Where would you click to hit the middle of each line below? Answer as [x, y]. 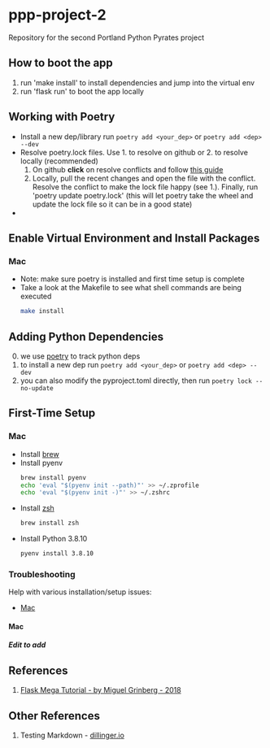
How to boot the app [61, 63]
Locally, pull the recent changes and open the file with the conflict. [144, 178]
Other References [54, 716]
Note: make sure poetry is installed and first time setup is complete [133, 279]
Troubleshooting [42, 574]
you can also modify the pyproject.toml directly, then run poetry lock [136, 381]
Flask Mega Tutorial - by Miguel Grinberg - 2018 [100, 690]
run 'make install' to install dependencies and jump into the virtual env [137, 82]
